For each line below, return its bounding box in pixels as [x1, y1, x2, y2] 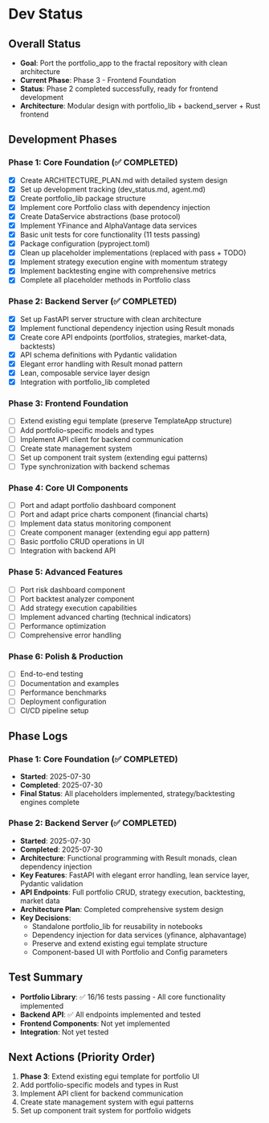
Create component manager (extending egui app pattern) [19, 528, 210, 538]
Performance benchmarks [19, 687, 107, 697]
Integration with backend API [19, 546, 116, 555]
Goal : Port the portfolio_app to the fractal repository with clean [19, 58, 227, 68]
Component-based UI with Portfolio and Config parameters [31, 947, 228, 956]
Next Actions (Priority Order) [8, 1050, 156, 1063]
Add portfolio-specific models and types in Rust [19, 1080, 179, 1090]
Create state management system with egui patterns [19, 1097, 194, 1107]
